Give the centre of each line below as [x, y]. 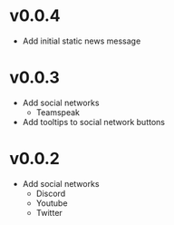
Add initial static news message [82, 41]
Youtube [52, 203]
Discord [51, 193]
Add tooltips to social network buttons [94, 122]
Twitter [49, 212]
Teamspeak [58, 112]
